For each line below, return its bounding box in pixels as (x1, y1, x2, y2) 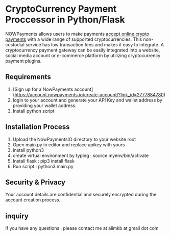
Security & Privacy (5, 178, 66, 187)
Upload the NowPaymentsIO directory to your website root (12, 136, 136, 142)
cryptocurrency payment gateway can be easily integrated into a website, (5, 47, 160, 53)
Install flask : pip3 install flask (12, 158, 75, 164)
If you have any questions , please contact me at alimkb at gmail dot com (5, 225, 159, 231)
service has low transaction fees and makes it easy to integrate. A (25, 41, 164, 47)
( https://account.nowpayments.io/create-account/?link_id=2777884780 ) (12, 91, 166, 97)
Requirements (5, 72, 51, 82)
